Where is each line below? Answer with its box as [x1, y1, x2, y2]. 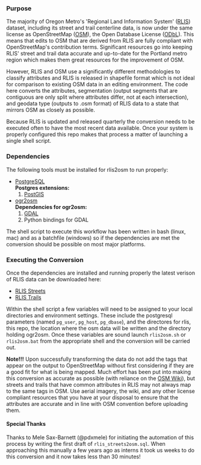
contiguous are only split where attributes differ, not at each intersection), [6, 93, 189, 101]
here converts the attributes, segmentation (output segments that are [6, 87, 178, 95]
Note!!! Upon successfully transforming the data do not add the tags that [6, 355, 188, 363]
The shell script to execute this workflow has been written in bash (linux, [6, 228, 186, 235]
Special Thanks [6, 420, 46, 428]
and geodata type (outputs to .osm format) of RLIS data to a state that [6, 100, 179, 107]
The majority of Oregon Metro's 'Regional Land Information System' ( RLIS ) [6, 18, 191, 25]
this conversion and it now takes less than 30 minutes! [6, 453, 141, 460]
